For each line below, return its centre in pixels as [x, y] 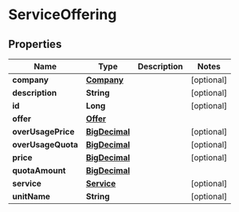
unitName [31, 196]
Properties [35, 44]
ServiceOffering [63, 15]
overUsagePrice [43, 132]
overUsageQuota [45, 145]
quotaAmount [39, 171]
